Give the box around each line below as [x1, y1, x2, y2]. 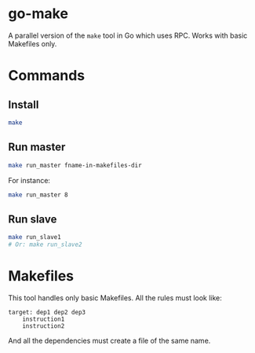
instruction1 [22, 315, 65, 323]
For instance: [8, 175, 51, 185]
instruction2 [22, 322, 65, 330]
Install [8, 97, 39, 111]
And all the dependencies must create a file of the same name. [8, 336, 211, 345]
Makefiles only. [8, 39, 57, 48]
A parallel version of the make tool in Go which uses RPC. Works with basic [8, 31, 248, 40]
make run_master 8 [8, 190, 68, 199]
